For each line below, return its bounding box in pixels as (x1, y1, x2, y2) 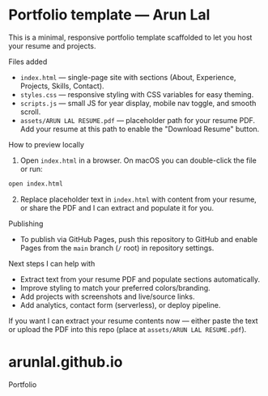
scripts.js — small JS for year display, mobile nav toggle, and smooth (19, 98, 257, 108)
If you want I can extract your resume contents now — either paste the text (8, 316, 258, 326)
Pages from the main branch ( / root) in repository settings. (19, 243, 215, 253)
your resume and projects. (8, 40, 96, 50)
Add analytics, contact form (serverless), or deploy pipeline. (19, 300, 221, 309)
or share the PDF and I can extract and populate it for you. (19, 202, 215, 212)
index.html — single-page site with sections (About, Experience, (19, 72, 236, 82)
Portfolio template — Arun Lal (8, 6, 211, 24)
